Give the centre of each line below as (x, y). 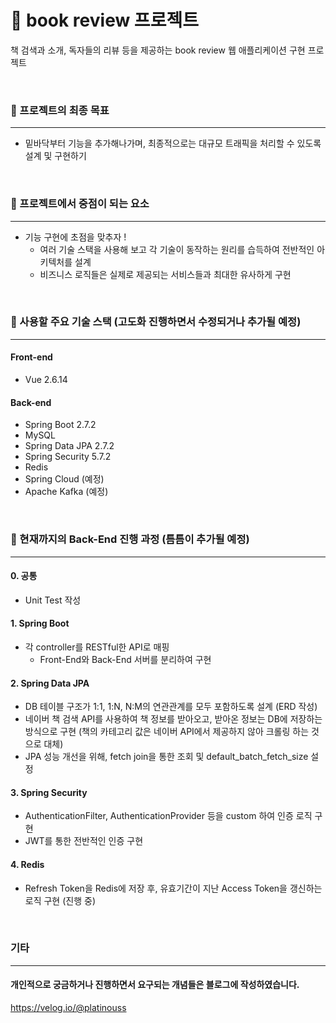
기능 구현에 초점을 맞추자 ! (75, 237)
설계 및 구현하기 (55, 156)
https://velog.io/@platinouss (68, 1008)
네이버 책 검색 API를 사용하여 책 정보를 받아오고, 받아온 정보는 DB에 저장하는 (173, 719)
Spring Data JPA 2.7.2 (69, 446)
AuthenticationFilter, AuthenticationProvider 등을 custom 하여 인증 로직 (168, 816)
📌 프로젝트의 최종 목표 (60, 110)
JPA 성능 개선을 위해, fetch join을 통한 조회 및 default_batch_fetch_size (166, 757)
